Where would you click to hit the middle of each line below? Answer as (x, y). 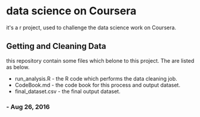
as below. (18, 67)
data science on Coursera (71, 11)
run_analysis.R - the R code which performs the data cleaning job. (96, 78)
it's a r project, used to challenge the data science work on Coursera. (91, 27)
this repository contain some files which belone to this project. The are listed (100, 60)
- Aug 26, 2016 (28, 107)
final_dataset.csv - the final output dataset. (67, 91)
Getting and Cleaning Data (56, 46)
